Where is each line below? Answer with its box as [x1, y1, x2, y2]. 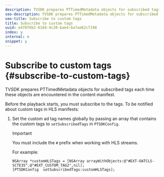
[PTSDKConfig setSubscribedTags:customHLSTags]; [12, 167, 116, 172]
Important [12, 130, 32, 136]
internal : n [5, 35, 29, 39]
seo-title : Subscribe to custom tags [5, 16, 82, 21]
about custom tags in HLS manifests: [5, 106, 79, 112]
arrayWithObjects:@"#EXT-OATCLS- [86, 158, 155, 163]
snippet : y [5, 39, 27, 44]
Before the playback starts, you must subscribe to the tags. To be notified [5, 101, 153, 107]
